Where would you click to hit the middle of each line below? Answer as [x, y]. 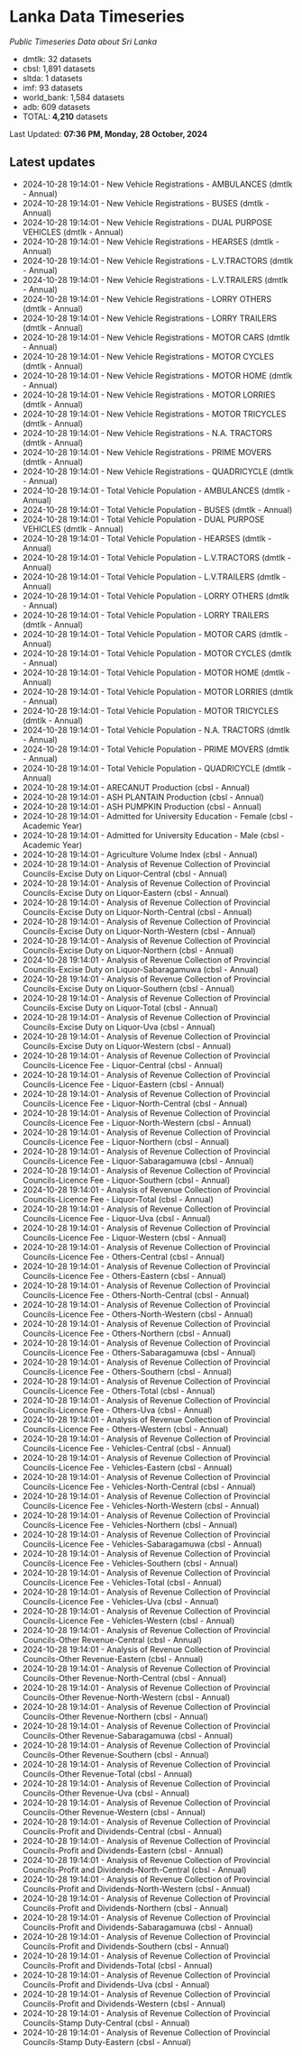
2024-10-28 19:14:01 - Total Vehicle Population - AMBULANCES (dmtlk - [156, 490]
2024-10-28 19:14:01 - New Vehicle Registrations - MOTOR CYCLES [148, 356]
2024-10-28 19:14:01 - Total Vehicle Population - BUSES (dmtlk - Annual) [157, 509]
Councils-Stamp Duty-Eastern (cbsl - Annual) [107, 2042]
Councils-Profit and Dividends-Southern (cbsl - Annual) [126, 1946]
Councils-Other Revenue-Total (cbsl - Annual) [107, 1774]
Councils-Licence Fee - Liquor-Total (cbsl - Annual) [118, 1199]
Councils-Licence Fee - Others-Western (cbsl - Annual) [125, 1429]
